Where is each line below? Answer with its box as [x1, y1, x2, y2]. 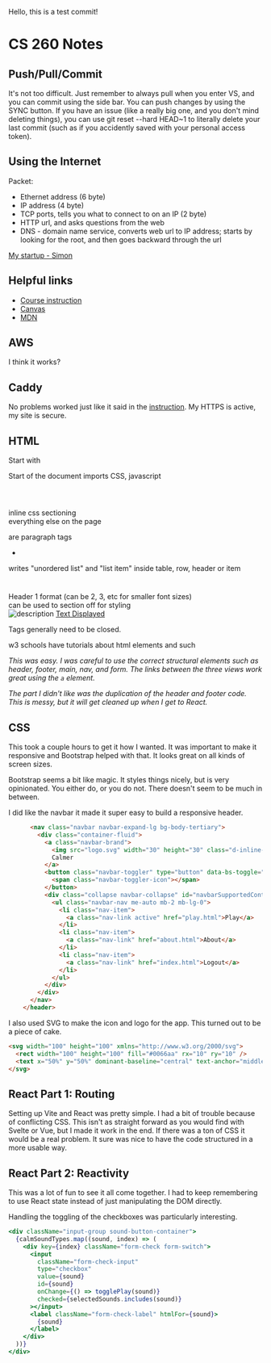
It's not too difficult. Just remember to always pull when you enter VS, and [8, 89, 255, 98]
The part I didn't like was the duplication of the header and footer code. [8, 689, 248, 698]
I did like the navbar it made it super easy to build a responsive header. [8, 807, 244, 818]
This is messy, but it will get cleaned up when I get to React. [8, 698, 208, 707]
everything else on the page [8, 517, 102, 526]
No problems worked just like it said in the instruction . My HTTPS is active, [8, 402, 256, 412]
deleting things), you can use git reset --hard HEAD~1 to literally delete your [8, 115, 261, 124]
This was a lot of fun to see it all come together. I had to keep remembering [8, 1188, 258, 1197]
